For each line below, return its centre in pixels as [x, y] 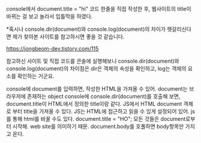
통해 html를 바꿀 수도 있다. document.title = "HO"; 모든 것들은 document [99, 119]
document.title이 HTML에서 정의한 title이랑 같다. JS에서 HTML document [94, 104]
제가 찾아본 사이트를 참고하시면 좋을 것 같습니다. [68, 37]
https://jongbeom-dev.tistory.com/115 [52, 49]
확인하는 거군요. [36, 76]
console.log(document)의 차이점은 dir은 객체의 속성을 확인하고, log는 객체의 [96, 68]
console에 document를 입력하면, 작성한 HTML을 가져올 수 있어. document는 [97, 89]
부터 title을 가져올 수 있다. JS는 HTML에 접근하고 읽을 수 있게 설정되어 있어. [101, 111]
